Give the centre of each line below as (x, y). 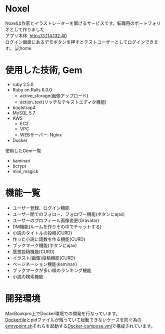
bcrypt (19, 166)
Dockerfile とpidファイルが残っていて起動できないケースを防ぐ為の (73, 319)
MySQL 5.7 (24, 112)
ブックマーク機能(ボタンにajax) (44, 245)
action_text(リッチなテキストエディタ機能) (63, 102)
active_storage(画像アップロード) (54, 95)
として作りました (27, 29)
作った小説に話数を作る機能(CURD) (49, 239)
